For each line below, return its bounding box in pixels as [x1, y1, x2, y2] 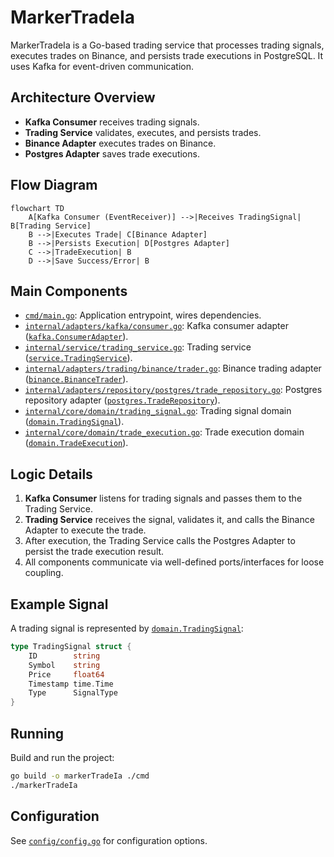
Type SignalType [28, 688, 118, 698]
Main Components [10, 282, 128, 300]
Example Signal [10, 596, 109, 613]
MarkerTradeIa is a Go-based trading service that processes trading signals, [10, 39, 325, 51]
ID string [28, 651, 101, 661]
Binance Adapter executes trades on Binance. [24, 137, 217, 149]
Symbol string [28, 660, 101, 670]
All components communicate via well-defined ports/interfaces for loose [24, 556, 325, 568]
